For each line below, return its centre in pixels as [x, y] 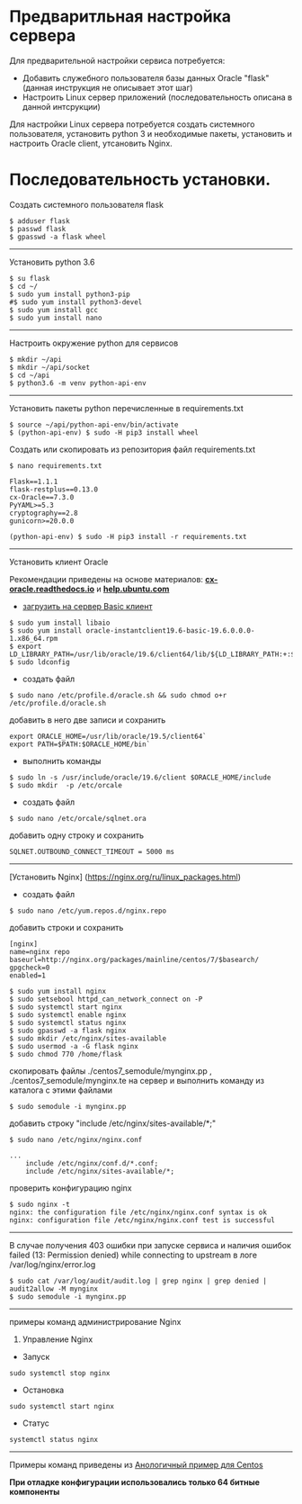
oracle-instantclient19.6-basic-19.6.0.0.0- [170, 630]
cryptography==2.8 [44, 513]
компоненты [35, 1491]
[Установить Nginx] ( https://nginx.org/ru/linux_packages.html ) [125, 877]
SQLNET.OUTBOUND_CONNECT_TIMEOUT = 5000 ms [92, 851]
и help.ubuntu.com [133, 589]
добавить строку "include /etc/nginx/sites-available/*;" [113, 1123]
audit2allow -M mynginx [54, 1289]
